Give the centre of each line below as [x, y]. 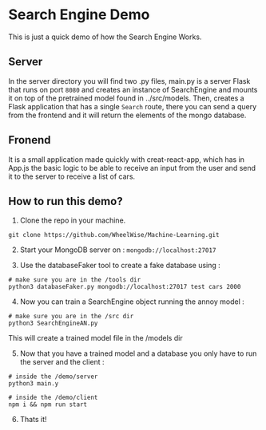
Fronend [30, 140]
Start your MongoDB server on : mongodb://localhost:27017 [118, 250]
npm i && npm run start [48, 404]
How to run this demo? [66, 201]
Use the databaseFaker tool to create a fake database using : [120, 266]
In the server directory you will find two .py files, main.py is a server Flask [129, 81]
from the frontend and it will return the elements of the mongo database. [127, 115]
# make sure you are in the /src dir [71, 317]
